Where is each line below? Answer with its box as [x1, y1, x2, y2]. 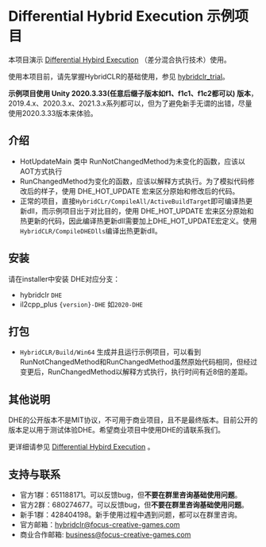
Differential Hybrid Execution [8, 7, 204, 25]
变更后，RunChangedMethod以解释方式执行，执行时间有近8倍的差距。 [19, 367, 253, 377]
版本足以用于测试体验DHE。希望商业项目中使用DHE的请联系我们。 [8, 426, 225, 435]
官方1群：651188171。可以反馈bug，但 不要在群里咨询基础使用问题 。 [19, 490, 242, 499]
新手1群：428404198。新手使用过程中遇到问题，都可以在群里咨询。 [19, 510, 242, 519]
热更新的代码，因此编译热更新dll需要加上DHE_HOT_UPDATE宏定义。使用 [19, 216, 257, 225]
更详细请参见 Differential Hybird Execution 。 [8, 442, 155, 452]
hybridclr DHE [19, 290, 62, 299]
